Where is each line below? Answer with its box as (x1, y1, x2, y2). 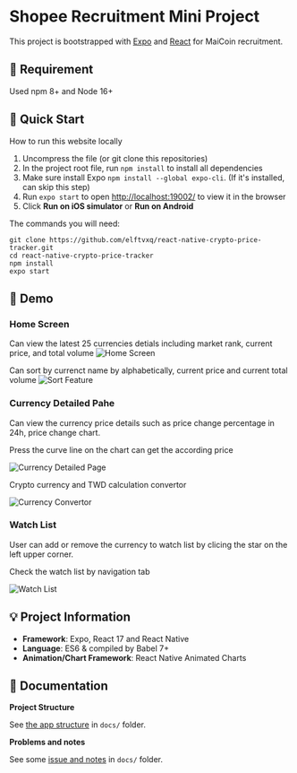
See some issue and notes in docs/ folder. (9, 754, 164, 765)
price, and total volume (9, 348, 94, 359)
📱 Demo (9, 291, 54, 306)
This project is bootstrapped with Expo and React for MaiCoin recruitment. (9, 36, 284, 47)
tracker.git (9, 243, 54, 252)
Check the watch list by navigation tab (9, 566, 150, 577)
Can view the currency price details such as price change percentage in (9, 417, 276, 428)
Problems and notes (9, 737, 86, 748)
